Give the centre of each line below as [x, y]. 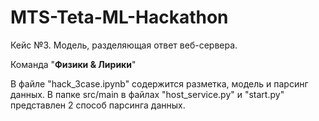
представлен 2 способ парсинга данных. [98, 105]
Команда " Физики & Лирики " [73, 64]
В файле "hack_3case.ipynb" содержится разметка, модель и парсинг [159, 83]
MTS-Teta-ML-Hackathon [119, 17]
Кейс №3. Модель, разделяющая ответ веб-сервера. [124, 45]
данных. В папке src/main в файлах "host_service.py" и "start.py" [147, 94]
